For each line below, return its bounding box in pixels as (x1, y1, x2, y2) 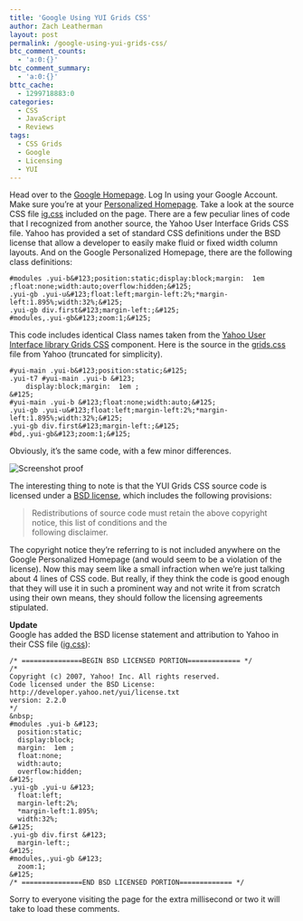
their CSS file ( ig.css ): (9, 639, 90, 650)
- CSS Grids (17, 139, 63, 148)
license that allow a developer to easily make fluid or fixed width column (9, 237, 279, 249)
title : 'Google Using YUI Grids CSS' (9, 13, 152, 23)
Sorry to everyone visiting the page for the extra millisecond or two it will (9, 894, 280, 905)
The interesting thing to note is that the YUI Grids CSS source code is (9, 480, 267, 491)
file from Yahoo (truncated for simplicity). (9, 349, 163, 360)
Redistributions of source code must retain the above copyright (31, 508, 268, 518)
